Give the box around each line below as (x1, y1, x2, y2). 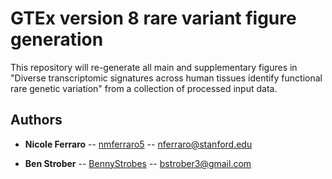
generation (10, 28, 104, 51)
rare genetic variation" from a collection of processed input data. (10, 82, 278, 94)
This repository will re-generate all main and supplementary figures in (10, 61, 298, 73)
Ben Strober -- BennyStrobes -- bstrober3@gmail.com (24, 157, 252, 169)
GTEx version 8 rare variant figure (10, 7, 297, 30)
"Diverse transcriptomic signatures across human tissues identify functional (10, 72, 323, 84)
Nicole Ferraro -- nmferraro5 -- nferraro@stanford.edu (24, 138, 253, 150)
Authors (10, 112, 63, 129)
